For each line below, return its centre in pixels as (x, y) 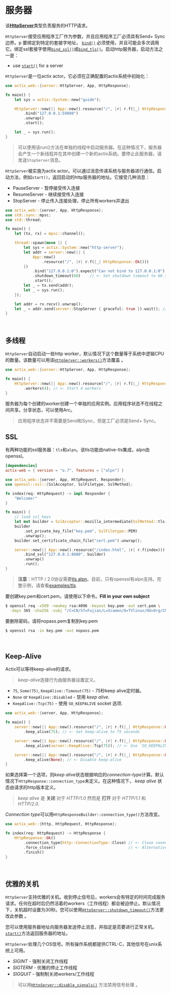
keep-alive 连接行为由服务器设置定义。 (58, 680)
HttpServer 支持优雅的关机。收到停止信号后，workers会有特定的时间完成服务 (85, 897)
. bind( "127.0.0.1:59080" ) (51, 113)
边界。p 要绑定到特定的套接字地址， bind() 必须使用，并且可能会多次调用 (82, 42)
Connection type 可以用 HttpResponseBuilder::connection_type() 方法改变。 (84, 814)
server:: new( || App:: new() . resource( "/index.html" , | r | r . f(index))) (90, 550)
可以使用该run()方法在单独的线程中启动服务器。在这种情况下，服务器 (90, 147)
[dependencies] (21, 466)
